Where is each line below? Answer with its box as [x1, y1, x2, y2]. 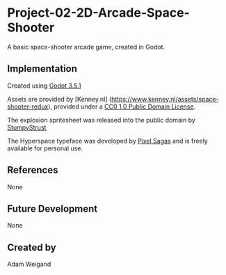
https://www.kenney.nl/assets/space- [111, 95, 219, 103]
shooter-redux [7, 102, 49, 111]
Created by [7, 242, 57, 253]
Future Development [7, 203, 98, 214]
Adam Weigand [7, 260, 51, 269]
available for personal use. [7, 144, 83, 152]
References [7, 164, 58, 176]
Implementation [7, 63, 78, 74]
